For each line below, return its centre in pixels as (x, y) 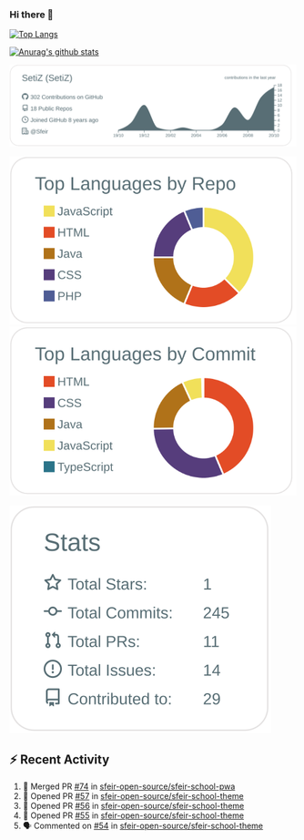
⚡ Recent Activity (60, 760)
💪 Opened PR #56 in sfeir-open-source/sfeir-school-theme (133, 805)
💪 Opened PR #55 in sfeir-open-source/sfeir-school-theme (133, 815)
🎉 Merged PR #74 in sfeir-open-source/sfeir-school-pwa (129, 786)
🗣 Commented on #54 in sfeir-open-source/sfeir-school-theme (143, 825)
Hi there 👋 (32, 15)
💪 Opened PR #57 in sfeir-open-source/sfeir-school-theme (133, 795)
